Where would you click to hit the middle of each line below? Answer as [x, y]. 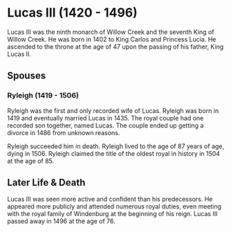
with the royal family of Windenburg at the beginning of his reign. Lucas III [112, 214]
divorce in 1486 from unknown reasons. [64, 132]
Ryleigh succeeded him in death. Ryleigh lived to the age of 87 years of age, [116, 146]
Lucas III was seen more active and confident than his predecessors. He [110, 199]
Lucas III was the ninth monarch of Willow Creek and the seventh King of [111, 32]
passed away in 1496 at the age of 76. [61, 221]
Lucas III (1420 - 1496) [73, 13]
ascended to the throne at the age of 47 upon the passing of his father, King [115, 46]
